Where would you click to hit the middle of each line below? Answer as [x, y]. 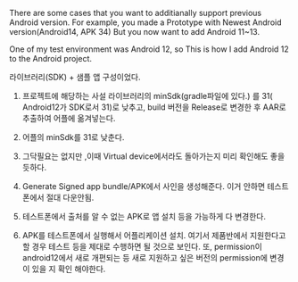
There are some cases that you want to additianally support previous [136, 13]
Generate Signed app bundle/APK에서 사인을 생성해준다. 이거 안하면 [144, 186]
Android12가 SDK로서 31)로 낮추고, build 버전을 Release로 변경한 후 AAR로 [154, 107]
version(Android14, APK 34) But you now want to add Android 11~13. [135, 32]
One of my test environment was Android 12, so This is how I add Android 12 [149, 49]
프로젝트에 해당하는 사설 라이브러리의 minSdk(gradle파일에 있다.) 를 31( [148, 96]
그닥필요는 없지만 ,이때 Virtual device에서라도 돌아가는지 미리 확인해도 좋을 [153, 156]
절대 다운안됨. [70, 197]
